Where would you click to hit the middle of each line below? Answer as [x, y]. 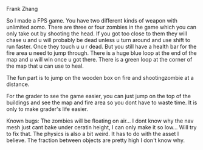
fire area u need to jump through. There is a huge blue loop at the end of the [101, 53]
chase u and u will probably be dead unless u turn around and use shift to [98, 40]
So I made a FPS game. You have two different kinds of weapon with [92, 20]
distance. [18, 84]
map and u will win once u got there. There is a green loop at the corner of [99, 59]
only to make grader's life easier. [47, 109]
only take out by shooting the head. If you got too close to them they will [97, 34]
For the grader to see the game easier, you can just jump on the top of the [99, 96]
